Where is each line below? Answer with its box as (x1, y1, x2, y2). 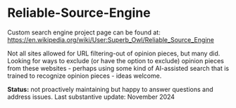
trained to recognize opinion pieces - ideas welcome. (7, 72, 162, 80)
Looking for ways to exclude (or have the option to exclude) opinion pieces (7, 56, 224, 65)
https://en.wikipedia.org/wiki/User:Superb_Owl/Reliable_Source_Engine (7, 35, 215, 43)
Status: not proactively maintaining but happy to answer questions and (7, 85, 213, 93)
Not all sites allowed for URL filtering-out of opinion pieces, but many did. (7, 49, 221, 58)
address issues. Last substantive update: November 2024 (7, 93, 175, 101)
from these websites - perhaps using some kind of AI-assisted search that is (7, 64, 230, 72)
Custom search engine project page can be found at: (7, 28, 161, 36)
